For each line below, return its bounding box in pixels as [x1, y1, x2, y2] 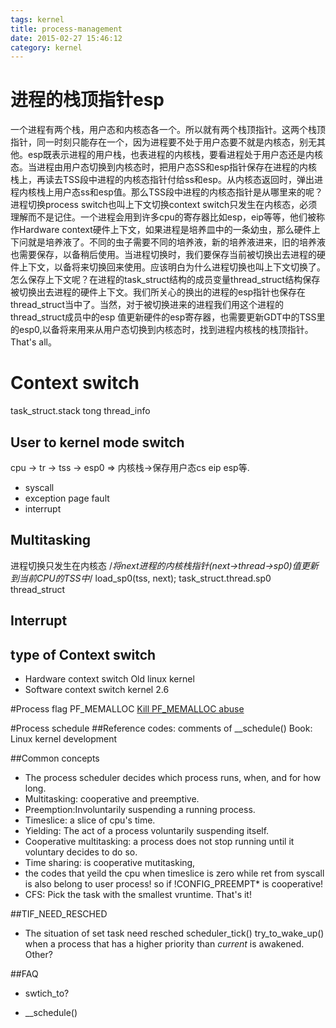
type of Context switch [10, 646, 157, 663]
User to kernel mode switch [10, 434, 185, 451]
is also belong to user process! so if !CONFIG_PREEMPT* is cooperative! [24, 877, 324, 890]
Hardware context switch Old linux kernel [24, 672, 195, 685]
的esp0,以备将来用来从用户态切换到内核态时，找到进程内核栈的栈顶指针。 [10, 324, 314, 336]
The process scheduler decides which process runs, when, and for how [24, 771, 322, 783]
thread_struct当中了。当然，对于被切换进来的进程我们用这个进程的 [10, 299, 285, 311]
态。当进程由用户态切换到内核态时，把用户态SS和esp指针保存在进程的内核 [10, 161, 318, 173]
